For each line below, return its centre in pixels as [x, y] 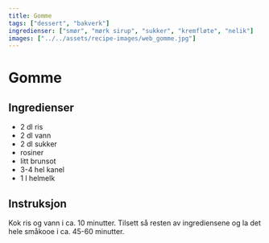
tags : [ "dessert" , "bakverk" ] [59, 23]
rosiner [32, 153]
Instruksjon [37, 203]
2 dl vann [35, 136]
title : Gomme [30, 16]
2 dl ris [31, 127]
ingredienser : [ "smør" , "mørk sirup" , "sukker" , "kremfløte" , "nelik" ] [131, 31]
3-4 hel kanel [42, 170]
